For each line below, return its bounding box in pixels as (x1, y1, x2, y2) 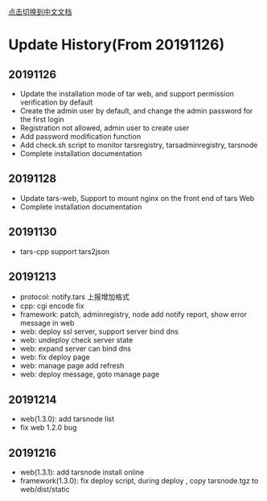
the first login (19, 115, 64, 124)
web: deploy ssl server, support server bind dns (19, 326, 179, 336)
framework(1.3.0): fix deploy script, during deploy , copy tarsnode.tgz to (19, 476, 259, 486)
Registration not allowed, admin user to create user (19, 123, 190, 133)
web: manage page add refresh (19, 361, 125, 371)
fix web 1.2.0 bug (19, 423, 77, 433)
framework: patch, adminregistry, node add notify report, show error (19, 310, 248, 319)
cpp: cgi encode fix (19, 301, 84, 311)
